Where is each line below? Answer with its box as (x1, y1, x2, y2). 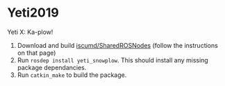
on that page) (17, 49, 56, 57)
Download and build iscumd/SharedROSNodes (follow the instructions (17, 41, 219, 49)
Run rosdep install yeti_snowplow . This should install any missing (17, 55, 208, 64)
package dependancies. (17, 63, 87, 71)
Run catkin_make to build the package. (17, 71, 127, 79)
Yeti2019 (7, 5, 59, 21)
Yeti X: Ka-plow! (7, 28, 53, 36)
